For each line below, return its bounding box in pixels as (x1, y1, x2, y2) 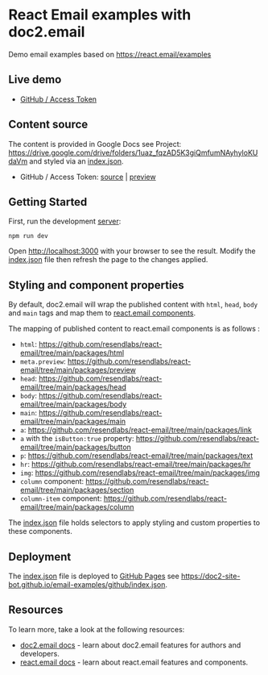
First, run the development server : (8, 216, 122, 227)
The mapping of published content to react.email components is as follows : (8, 324, 260, 334)
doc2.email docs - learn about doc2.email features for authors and (19, 640, 241, 650)
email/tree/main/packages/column (19, 502, 134, 512)
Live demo (8, 73, 62, 86)
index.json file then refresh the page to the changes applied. (8, 255, 208, 265)
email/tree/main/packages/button (19, 442, 131, 452)
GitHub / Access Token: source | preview (19, 172, 156, 181)
